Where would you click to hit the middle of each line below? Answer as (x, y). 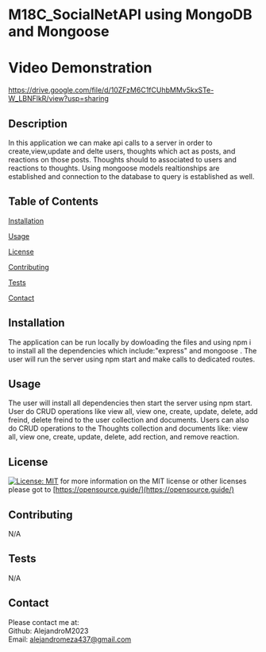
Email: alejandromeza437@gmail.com (70, 639)
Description (38, 124)
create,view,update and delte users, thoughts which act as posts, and (122, 151)
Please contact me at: (44, 622)
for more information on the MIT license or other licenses (153, 481)
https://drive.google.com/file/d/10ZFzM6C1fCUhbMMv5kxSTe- (111, 90)
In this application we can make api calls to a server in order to (110, 143)
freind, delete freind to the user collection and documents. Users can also (129, 420)
